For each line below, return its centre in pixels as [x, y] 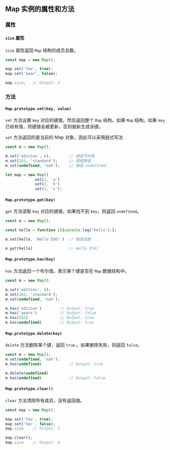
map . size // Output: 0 [32, 443]
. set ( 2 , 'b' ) [46, 184]
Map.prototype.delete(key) [34, 333]
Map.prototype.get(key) [30, 200]
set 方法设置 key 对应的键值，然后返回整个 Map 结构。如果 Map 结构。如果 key [85, 120]
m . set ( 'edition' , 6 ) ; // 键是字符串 [50, 156]
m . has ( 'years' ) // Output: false [51, 313]
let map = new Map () [27, 175]
